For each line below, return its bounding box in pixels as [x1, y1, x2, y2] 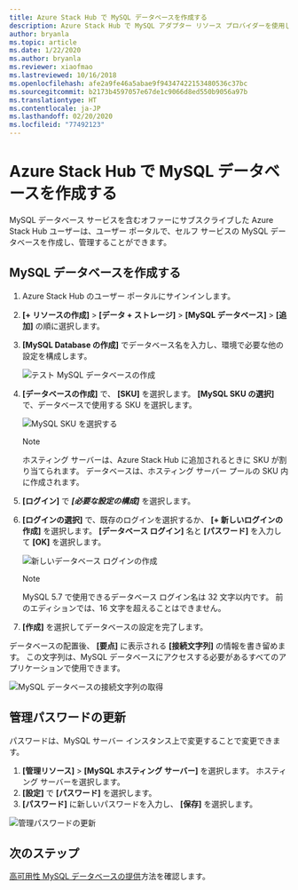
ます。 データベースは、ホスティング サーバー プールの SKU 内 [60, 465, 289, 476]
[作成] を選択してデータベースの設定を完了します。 [21, 621, 208, 632]
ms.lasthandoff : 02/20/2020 [9, 112, 114, 121]
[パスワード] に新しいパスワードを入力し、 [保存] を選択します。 [21, 799, 258, 809]
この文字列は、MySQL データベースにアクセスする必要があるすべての [26, 651, 279, 662]
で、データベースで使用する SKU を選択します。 [21, 399, 197, 409]
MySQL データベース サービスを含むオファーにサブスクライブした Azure [9, 214, 274, 225]
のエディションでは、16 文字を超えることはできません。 [21, 602, 226, 613]
